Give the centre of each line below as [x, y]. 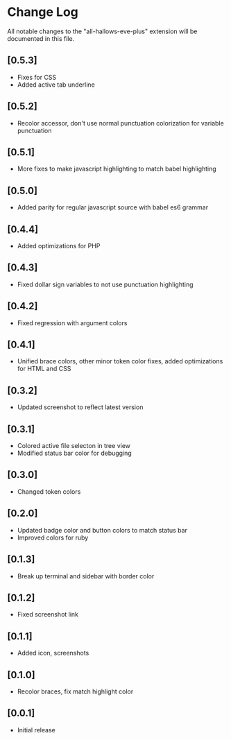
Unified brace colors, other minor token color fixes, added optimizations [120, 361]
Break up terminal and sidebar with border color [86, 576]
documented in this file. [41, 38]
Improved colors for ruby [53, 537]
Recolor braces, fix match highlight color [75, 691]
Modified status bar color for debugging [74, 453]
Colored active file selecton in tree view [74, 446]
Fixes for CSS [37, 77]
